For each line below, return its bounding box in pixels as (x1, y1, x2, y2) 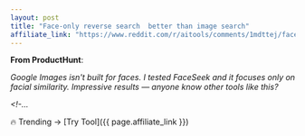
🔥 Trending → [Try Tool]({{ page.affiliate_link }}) (10, 116, 189, 127)
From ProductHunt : (10, 55, 84, 66)
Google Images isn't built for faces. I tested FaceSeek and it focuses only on (10, 72, 296, 83)
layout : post (10, 13, 60, 23)
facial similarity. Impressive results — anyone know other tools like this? (10, 82, 279, 93)
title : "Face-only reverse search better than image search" (10, 22, 250, 31)
